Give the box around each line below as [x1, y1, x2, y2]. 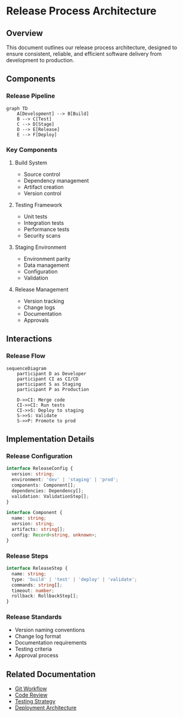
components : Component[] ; [11, 482, 76, 488]
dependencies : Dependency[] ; [11, 488, 84, 494]
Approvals [23, 316, 49, 324]
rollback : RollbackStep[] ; [11, 593, 79, 599]
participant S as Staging [17, 381, 82, 387]
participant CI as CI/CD [17, 376, 79, 382]
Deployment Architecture [14, 704, 77, 712]
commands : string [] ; [11, 582, 63, 588]
